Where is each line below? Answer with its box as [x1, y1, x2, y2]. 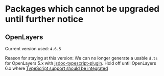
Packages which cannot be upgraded [5, 3, 160, 15]
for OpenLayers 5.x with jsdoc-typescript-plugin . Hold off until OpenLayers [5, 61, 157, 66]
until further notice [5, 14, 84, 25]
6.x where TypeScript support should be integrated [5, 65, 108, 71]
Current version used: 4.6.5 [5, 46, 61, 51]
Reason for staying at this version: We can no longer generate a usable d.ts [5, 55, 158, 61]
